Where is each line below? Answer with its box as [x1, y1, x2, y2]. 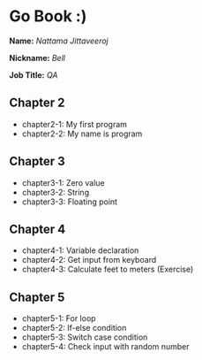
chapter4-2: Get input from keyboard [21, 255, 157, 265]
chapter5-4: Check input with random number [21, 341, 190, 352]
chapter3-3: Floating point [21, 196, 117, 207]
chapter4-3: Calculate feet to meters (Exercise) [21, 264, 194, 275]
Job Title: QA [9, 69, 58, 80]
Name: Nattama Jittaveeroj [9, 35, 108, 46]
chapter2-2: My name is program [21, 128, 143, 139]
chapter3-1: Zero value [21, 177, 105, 188]
